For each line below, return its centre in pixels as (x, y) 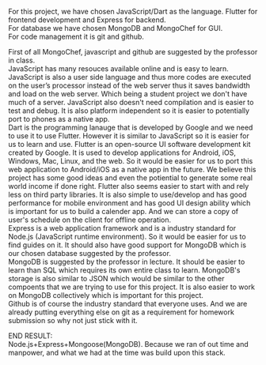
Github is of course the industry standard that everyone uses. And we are (128, 304)
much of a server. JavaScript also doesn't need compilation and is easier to (131, 102)
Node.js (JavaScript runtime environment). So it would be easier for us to (127, 237)
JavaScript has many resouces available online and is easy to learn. (119, 69)
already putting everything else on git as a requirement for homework (122, 312)
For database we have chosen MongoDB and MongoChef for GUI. (116, 28)
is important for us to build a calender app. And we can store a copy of (123, 211)
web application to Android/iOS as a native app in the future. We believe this (132, 169)
